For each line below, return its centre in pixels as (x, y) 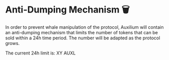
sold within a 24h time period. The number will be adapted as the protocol (83, 38)
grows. (12, 43)
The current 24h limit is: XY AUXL (40, 53)
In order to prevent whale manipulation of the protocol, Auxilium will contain (84, 27)
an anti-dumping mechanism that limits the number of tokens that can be (82, 32)
